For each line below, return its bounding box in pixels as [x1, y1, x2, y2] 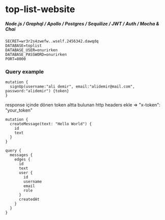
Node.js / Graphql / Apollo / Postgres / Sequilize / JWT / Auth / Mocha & [5, 20, 159, 26]
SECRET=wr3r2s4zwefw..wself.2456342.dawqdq [5, 39, 99, 44]
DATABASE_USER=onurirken [5, 48, 58, 53]
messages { [10, 153, 33, 158]
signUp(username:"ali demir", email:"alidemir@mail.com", [10, 84, 136, 89]
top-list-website [5, 4, 75, 15]
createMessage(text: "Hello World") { [10, 122, 92, 127]
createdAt [18, 197, 40, 202]
